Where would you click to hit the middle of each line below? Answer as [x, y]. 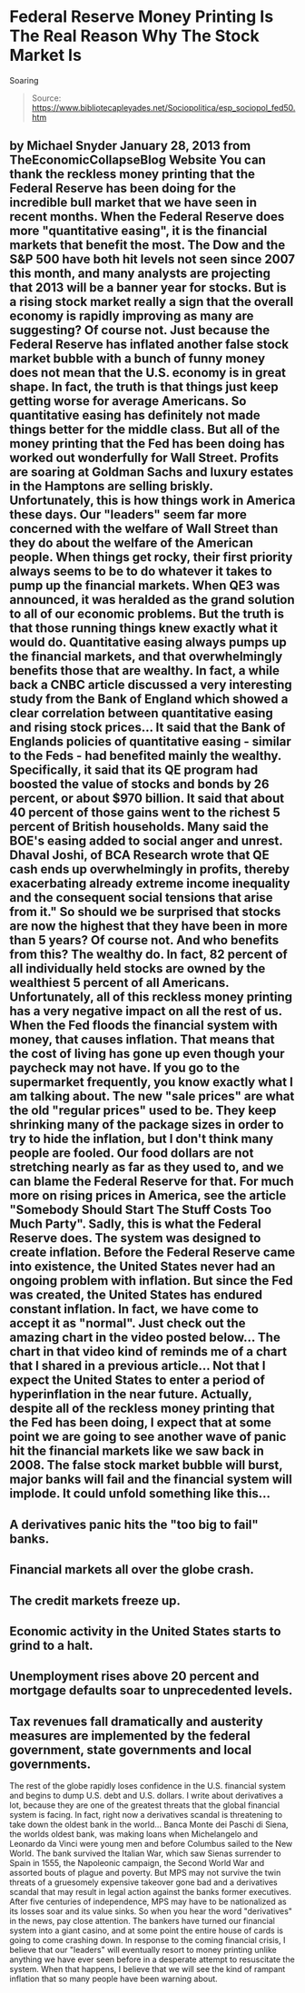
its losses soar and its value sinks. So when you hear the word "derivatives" [151, 1911]
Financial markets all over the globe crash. [132, 1569]
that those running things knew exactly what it [144, 628]
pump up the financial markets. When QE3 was [145, 586]
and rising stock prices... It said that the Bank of [148, 728]
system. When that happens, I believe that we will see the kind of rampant [148, 1969]
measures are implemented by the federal [130, 1736]
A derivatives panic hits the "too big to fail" [134, 1524]
